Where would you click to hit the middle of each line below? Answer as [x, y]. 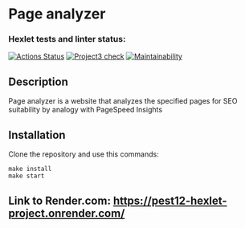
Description [38, 81]
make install [30, 169]
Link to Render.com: [59, 200]
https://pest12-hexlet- [170, 200]
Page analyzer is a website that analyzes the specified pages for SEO [123, 101]
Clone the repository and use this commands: [84, 154]
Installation [37, 134]
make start [27, 176]
